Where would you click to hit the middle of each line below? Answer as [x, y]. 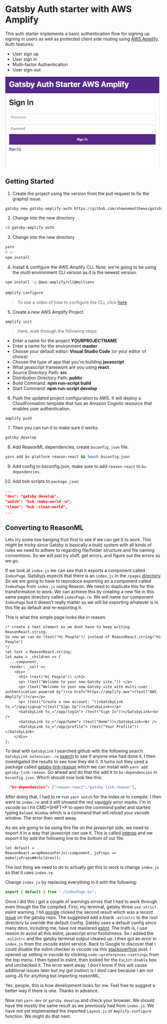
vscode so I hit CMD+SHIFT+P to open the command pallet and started [78, 808]
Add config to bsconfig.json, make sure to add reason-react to [76, 466]
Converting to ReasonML [44, 527]
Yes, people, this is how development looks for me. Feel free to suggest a [80, 986]
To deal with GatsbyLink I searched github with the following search [74, 751]
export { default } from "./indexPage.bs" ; [51, 892]
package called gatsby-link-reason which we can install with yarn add [77, 767]
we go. [12, 561]
